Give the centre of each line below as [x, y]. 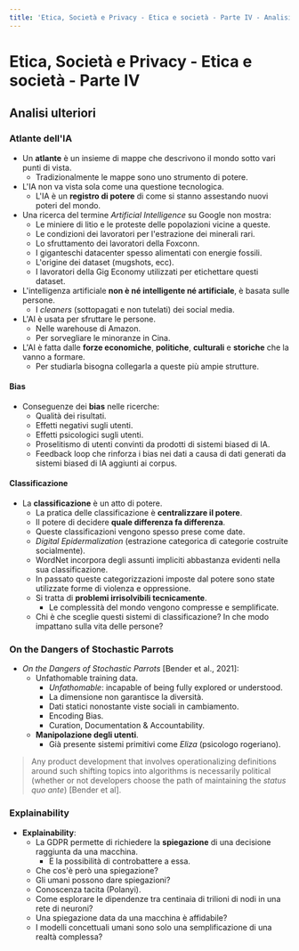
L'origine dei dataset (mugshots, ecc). [105, 262]
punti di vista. [47, 167]
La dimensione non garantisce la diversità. [126, 697]
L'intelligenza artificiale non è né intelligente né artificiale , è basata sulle [156, 290]
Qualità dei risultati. [71, 416]
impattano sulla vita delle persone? [99, 626]
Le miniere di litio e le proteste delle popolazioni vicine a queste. [153, 224]
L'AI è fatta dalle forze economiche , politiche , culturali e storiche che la [155, 347]
